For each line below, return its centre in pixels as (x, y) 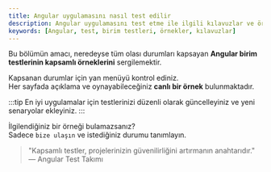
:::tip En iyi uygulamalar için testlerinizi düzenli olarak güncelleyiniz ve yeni (132, 103)
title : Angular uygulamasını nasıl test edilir (90, 16)
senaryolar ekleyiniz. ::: (47, 111)
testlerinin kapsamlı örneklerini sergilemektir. (85, 62)
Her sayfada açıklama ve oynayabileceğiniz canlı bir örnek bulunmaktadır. (131, 86)
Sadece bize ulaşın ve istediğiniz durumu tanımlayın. (98, 135)
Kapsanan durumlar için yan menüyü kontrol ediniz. (94, 78)
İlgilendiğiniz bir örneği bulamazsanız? (72, 127)
